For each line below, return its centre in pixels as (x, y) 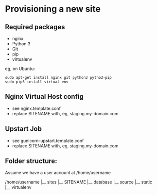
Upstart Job (24, 129)
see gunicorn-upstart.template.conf (48, 141)
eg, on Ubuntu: (20, 69)
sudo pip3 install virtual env (37, 82)
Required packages (35, 27)
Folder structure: (31, 161)
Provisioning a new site (53, 9)
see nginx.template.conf (36, 108)
